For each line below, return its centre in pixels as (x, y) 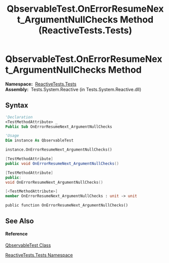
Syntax (17, 106)
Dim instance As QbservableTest (39, 140)
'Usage (12, 136)
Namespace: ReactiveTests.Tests (41, 84)
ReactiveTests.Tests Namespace (39, 255)
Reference (16, 234)
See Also (20, 221)
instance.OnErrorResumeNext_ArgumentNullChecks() (59, 150)
